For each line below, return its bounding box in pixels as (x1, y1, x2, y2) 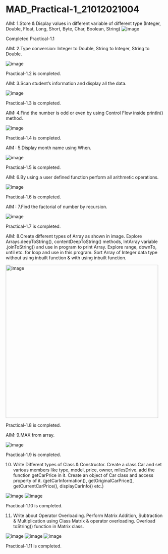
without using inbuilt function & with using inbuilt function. (6, 255, 127, 261)
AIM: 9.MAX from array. (6, 432, 55, 438)
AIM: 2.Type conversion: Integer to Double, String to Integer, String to (6, 45, 150, 51)
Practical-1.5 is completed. (6, 164, 61, 170)
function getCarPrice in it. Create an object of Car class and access (13, 472, 153, 478)
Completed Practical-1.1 (6, 36, 55, 42)
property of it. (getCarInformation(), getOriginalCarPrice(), (13, 477, 134, 483)
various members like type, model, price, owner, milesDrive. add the (13, 467, 155, 473)
